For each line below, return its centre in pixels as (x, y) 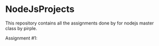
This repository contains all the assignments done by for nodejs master (80, 23)
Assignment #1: (21, 38)
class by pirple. (21, 28)
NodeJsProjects (40, 9)
